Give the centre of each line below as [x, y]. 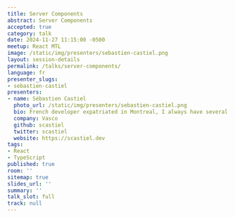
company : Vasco [36, 118]
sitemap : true [28, 177]
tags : [15, 145]
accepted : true [30, 27]
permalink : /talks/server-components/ [64, 66]
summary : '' [25, 191]
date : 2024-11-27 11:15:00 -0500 [56, 40]
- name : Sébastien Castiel [47, 99]
